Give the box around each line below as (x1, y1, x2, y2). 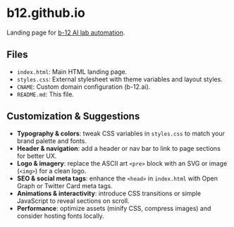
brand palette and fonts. (16, 136, 87, 145)
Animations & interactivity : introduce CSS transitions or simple (16, 189, 202, 197)
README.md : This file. (16, 90, 75, 98)
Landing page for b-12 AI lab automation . (6, 28, 125, 37)
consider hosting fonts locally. (16, 211, 105, 220)
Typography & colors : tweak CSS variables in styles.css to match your (16, 129, 225, 137)
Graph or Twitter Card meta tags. (16, 181, 113, 190)
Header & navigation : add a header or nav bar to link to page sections (16, 144, 221, 152)
